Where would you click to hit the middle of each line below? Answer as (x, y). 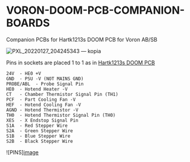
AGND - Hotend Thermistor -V (42, 110)
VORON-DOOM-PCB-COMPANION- (96, 10)
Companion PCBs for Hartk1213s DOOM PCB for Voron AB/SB (82, 39)
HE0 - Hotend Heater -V (37, 89)
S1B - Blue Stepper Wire (38, 136)
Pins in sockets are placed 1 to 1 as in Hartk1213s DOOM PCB (81, 63)
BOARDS (28, 23)
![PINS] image (22, 152)
